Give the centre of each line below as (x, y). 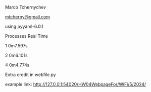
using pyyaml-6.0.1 (24, 26)
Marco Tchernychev (25, 7)
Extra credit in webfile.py (30, 75)
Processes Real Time (26, 36)
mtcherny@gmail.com (28, 17)
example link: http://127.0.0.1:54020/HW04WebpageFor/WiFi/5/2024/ (75, 84)
